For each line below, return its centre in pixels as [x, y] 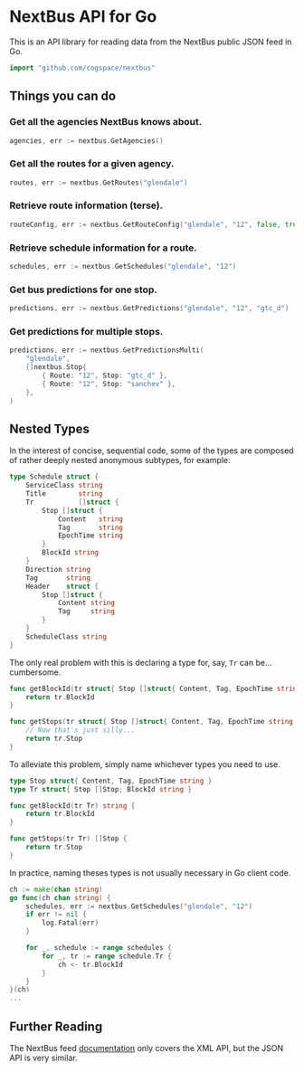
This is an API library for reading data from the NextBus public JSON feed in [151, 42]
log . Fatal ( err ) [71, 923]
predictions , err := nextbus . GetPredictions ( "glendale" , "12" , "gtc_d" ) [149, 308]
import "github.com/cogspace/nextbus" [82, 68]
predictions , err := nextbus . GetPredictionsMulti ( [107, 350]
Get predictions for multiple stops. [86, 331]
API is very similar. [44, 1058]
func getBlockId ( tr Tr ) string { [72, 806]
